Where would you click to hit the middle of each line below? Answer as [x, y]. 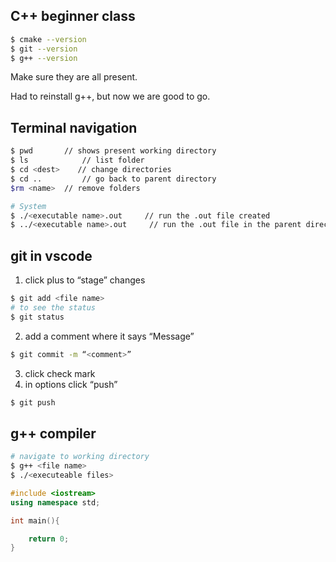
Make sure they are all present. [74, 77]
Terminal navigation [74, 127]
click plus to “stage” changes [85, 280]
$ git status [37, 317]
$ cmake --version [48, 39]
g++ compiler [53, 433]
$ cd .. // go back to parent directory [113, 179]
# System [28, 206]
